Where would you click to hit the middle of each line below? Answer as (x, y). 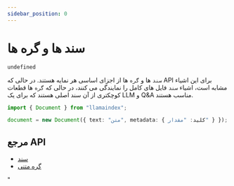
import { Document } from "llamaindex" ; (67, 108)
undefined (22, 67)
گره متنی (30, 166)
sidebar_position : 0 (38, 14)
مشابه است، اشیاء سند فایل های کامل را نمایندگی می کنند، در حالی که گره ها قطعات (117, 87)
